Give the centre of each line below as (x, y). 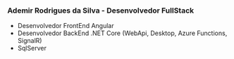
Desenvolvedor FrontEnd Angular (66, 26)
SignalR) (30, 41)
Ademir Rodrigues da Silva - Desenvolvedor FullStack (101, 11)
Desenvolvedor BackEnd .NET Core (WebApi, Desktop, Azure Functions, (122, 33)
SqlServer (32, 48)
